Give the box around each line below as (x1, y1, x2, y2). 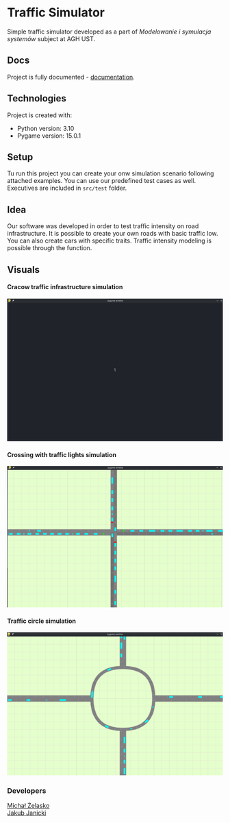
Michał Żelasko (7, 802, 50, 810)
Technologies (7, 93, 67, 104)
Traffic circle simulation (7, 617, 77, 625)
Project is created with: (7, 111, 73, 119)
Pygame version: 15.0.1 (16, 132, 81, 140)
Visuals (7, 264, 40, 275)
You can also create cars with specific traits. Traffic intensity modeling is (7, 236, 212, 245)
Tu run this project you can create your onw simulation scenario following (7, 169, 214, 177)
